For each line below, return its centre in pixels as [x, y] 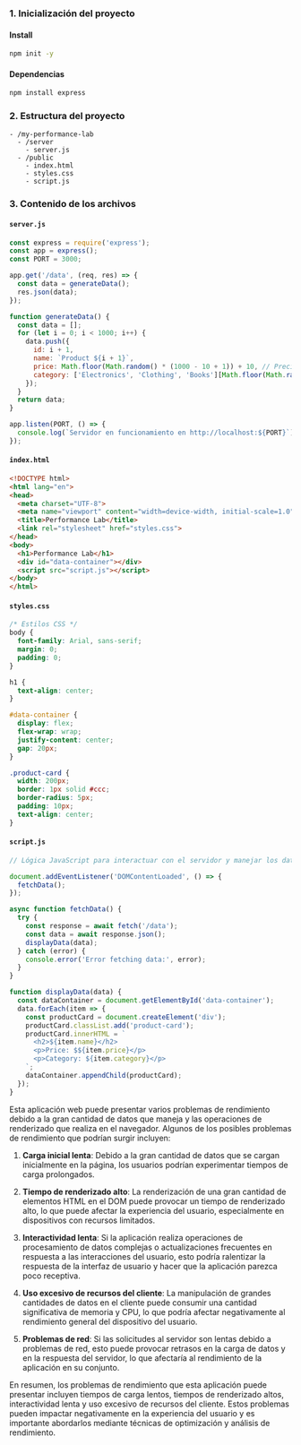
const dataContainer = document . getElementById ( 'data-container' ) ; [146, 1001]
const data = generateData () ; [73, 284]
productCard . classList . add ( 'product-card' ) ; [110, 1025]
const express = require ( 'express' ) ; [80, 243]
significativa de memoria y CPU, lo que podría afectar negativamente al [154, 1312]
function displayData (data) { [66, 993]
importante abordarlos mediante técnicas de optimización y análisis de [140, 1423]
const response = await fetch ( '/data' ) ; [102, 926]
